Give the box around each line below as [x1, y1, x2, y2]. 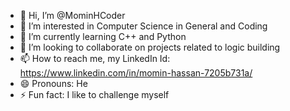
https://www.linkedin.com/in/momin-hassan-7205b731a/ [19, 67, 253, 79]
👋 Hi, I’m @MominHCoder [19, 10, 126, 21]
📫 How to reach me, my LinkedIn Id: [19, 53, 171, 64]
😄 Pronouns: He [19, 78, 88, 89]
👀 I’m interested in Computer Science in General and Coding [19, 20, 268, 32]
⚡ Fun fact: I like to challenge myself [19, 89, 170, 100]
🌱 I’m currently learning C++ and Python [19, 31, 187, 42]
